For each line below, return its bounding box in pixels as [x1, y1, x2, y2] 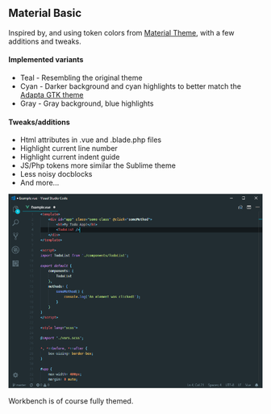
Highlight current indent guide [19, 153, 120, 162]
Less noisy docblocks [19, 169, 93, 179]
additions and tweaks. [8, 36, 82, 46]
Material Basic [8, 6, 82, 20]
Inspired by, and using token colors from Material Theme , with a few [8, 27, 235, 37]
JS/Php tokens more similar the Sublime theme [19, 161, 176, 170]
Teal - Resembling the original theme [19, 73, 143, 83]
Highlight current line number [19, 144, 119, 153]
